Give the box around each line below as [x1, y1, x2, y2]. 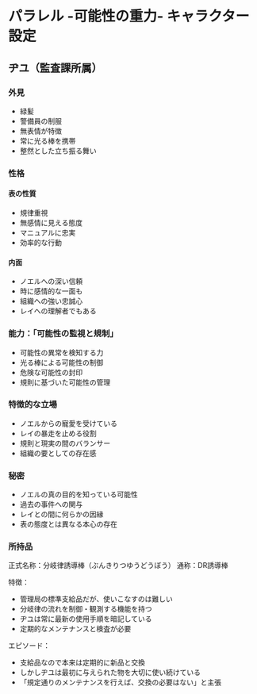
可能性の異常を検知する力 [19, 347, 104, 357]
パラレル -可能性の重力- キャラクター [8, 7, 250, 25]
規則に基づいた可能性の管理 [19, 378, 111, 387]
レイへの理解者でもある [19, 306, 97, 316]
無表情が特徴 [19, 126, 62, 136]
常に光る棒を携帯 [19, 136, 76, 145]
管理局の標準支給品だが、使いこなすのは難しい [19, 594, 173, 604]
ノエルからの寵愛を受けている [19, 418, 117, 428]
